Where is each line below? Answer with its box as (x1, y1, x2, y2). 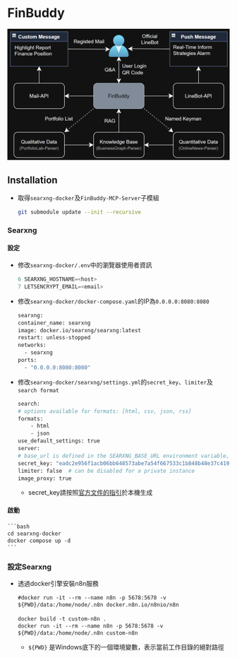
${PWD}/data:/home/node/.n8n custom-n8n (17, 629, 138, 637)
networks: (17, 341, 47, 349)
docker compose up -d (7, 537, 71, 544)
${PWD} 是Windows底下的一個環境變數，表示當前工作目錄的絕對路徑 (28, 642, 224, 651)
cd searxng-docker (7, 530, 61, 537)
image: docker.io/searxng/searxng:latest (17, 327, 141, 334)
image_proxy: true (17, 475, 72, 482)
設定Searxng (7, 562, 51, 572)
